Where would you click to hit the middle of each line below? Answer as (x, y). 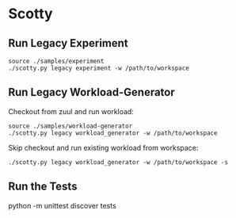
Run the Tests (43, 187)
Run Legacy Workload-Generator (92, 92)
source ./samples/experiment (56, 61)
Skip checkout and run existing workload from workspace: (103, 147)
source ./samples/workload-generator (70, 126)
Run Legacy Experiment (68, 43)
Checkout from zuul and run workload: (71, 111)
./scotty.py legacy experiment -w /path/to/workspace (99, 68)
